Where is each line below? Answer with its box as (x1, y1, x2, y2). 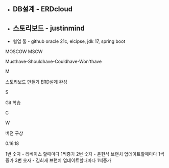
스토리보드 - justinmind (12, 23, 85, 32)
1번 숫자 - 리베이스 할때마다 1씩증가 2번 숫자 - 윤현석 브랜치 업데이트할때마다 (5, 151, 157, 157)
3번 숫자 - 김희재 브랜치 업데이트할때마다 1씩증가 (14, 157, 111, 163)
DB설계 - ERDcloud (12, 5, 73, 14)
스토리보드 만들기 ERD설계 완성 (5, 79, 67, 85)
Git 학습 (5, 100, 21, 106)
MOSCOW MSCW (5, 49, 43, 55)
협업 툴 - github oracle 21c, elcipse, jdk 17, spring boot (12, 38, 126, 44)
